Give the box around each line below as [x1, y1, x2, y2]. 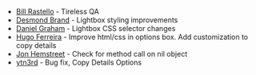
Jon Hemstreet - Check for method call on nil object [15, 49, 188, 58]
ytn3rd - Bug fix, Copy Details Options [15, 57, 142, 67]
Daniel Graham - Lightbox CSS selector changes [15, 24, 176, 33]
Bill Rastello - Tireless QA [15, 7, 100, 16]
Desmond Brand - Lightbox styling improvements [15, 15, 178, 25]
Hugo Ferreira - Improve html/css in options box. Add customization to [15, 32, 249, 41]
